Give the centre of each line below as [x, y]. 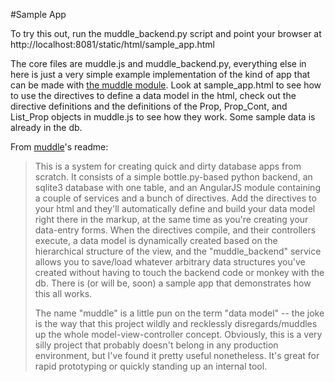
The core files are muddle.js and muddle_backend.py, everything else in [158, 63]
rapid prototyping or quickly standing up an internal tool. [151, 366]
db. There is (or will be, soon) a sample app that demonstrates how [173, 283]
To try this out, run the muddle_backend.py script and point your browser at [166, 33]
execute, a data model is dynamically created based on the [156, 240]
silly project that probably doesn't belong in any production [156, 345]
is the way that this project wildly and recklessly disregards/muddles [176, 323]
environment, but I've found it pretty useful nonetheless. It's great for [177, 355]
